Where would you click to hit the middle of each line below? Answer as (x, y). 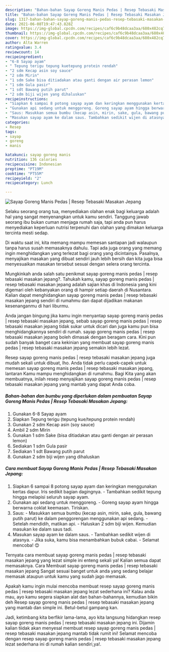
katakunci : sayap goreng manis (38, 155)
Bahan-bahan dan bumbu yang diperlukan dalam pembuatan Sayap (78, 396)
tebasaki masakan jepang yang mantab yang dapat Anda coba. (70, 384)
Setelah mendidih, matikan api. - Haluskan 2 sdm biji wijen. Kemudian (84, 524)
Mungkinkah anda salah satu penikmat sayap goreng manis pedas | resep (81, 274)
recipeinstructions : (27, 99)
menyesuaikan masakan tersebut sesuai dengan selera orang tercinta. (78, 264)
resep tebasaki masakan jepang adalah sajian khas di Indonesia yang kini (81, 285)
